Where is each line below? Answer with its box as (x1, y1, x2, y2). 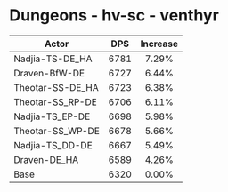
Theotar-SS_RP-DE (13, 95, 98, 108)
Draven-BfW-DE (13, 67, 85, 79)
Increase (140, 37, 178, 50)
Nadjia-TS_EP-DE (13, 110, 91, 123)
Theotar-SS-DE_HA (13, 81, 100, 93)
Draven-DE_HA (13, 153, 79, 165)
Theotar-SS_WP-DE (13, 124, 101, 137)
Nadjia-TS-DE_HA (13, 52, 93, 65)
